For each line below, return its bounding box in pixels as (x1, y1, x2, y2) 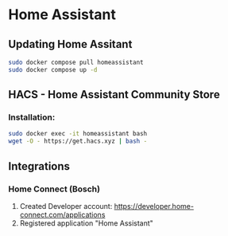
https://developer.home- (114, 201, 195, 210)
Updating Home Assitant (8, 37, 133, 51)
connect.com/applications (19, 210, 106, 219)
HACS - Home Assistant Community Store (8, 88, 220, 101)
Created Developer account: (19, 201, 113, 210)
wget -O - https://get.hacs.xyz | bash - (8, 137, 148, 145)
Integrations (8, 159, 70, 173)
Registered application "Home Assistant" (19, 218, 153, 228)
